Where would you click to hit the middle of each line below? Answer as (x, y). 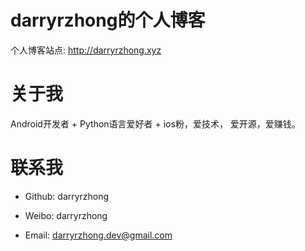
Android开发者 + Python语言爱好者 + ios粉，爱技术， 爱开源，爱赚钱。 (155, 123)
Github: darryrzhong (67, 196)
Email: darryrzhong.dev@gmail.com (98, 235)
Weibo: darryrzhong (66, 215)
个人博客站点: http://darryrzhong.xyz (86, 50)
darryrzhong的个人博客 (108, 20)
